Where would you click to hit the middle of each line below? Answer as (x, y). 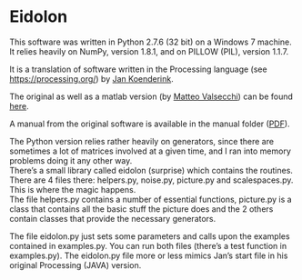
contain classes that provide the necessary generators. (113, 218)
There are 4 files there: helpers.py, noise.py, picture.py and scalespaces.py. (151, 180)
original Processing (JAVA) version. (75, 265)
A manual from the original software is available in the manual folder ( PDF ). (150, 124)
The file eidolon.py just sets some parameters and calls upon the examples (150, 236)
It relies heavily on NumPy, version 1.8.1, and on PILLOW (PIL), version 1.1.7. (149, 51)
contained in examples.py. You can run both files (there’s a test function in (148, 245)
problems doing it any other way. (71, 160)
